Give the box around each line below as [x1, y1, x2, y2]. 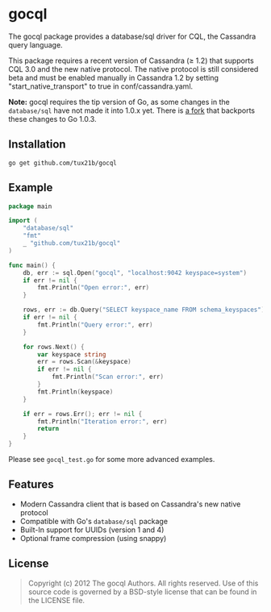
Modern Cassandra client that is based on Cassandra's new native [19, 499, 241, 509]
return [37, 425, 60, 433]
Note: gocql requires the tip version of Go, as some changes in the [8, 97, 230, 106]
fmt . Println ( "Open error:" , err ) [37, 284, 150, 292]
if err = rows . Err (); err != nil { [23, 410, 143, 418]
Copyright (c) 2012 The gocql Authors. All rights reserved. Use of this [27, 578, 259, 588]
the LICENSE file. [27, 595, 85, 605]
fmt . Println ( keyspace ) [37, 388, 114, 396]
